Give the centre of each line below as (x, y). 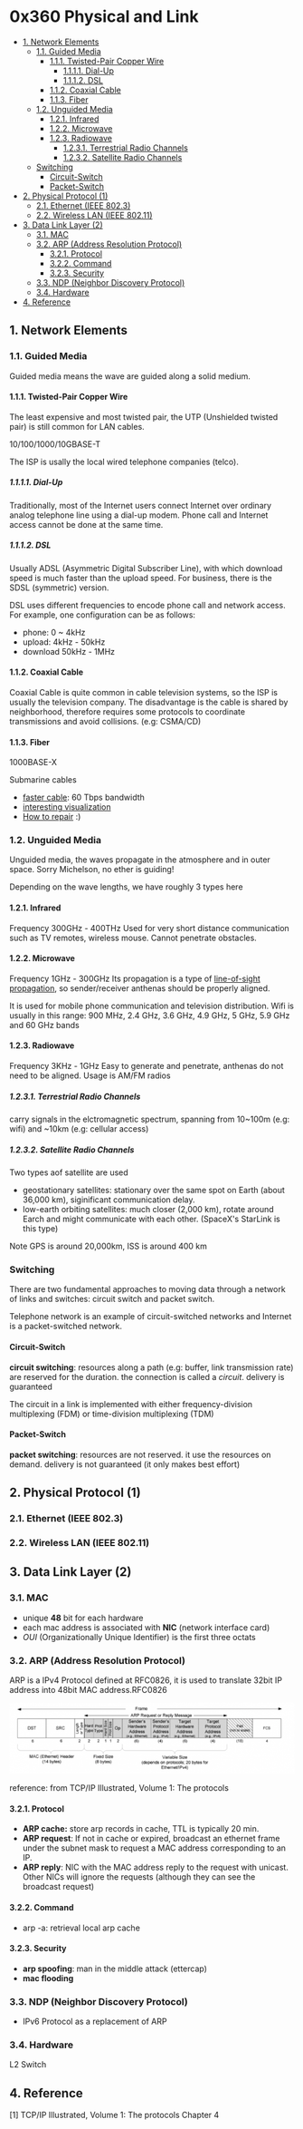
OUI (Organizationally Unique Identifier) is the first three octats (139, 1637)
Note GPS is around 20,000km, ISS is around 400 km (109, 1246)
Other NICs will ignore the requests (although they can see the (139, 1877)
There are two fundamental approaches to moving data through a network (148, 1289)
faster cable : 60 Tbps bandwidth (83, 797)
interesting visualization (66, 807)
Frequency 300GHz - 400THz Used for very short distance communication (149, 928)
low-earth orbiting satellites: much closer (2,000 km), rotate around (148, 1210)
